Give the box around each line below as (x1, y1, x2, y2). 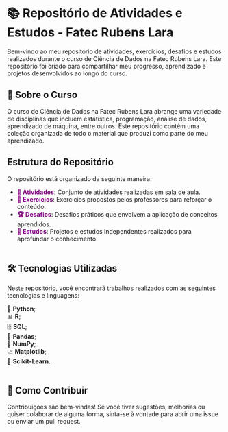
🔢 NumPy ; (7, 340, 36, 348)
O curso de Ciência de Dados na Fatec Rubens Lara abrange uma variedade (7, 107, 222, 115)
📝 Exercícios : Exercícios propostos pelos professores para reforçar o (16, 195, 212, 203)
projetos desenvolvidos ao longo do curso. (7, 69, 128, 77)
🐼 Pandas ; (7, 333, 36, 341)
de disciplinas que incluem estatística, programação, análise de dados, (7, 115, 207, 123)
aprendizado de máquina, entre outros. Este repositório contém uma (7, 121, 200, 130)
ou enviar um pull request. (7, 418, 81, 426)
